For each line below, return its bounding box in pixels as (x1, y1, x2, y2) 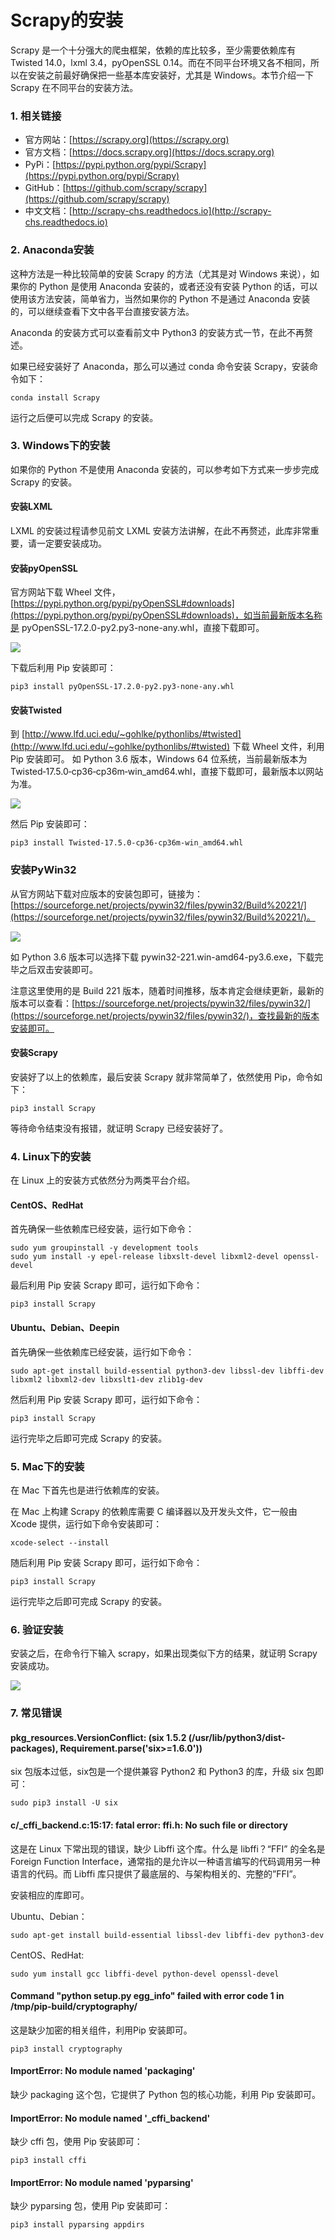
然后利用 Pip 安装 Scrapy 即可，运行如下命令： (10, 1393, 203, 1405)
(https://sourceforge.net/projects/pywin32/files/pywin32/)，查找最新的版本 (10, 1009, 320, 1021)
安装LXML (10, 501, 53, 513)
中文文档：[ (24, 205, 73, 217)
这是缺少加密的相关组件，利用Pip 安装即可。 (10, 2024, 193, 2036)
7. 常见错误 (10, 1706, 62, 1720)
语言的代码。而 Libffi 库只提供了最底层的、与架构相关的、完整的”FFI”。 (10, 1867, 302, 1880)
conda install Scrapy (10, 392, 101, 403)
